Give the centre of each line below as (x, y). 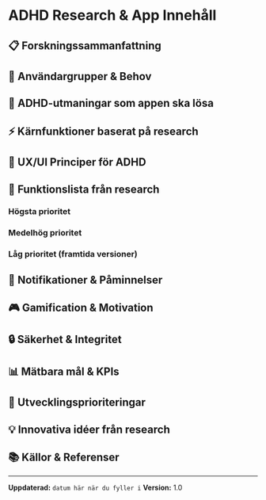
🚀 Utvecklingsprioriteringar (77, 403)
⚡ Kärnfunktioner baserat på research (104, 131)
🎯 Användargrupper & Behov (80, 76)
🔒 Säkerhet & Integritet (65, 340)
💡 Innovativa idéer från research (89, 429)
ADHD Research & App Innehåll (112, 15)
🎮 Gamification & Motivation (81, 308)
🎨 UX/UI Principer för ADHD (77, 162)
